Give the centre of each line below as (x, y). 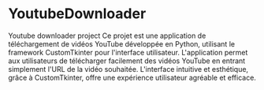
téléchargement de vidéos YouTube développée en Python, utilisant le (121, 43)
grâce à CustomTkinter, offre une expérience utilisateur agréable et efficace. (132, 77)
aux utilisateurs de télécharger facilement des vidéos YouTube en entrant (127, 61)
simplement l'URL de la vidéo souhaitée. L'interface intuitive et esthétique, (128, 69)
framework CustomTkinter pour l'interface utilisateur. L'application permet (128, 52)
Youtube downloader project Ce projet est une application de (107, 36)
